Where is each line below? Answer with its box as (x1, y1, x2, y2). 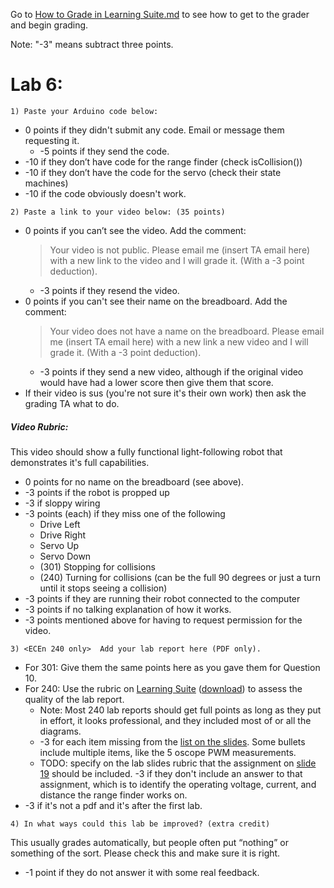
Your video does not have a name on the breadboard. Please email (49, 325, 325, 337)
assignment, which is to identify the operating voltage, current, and (39, 778, 317, 790)
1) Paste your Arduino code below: (10, 106, 159, 116)
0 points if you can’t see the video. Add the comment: (24, 224, 247, 236)
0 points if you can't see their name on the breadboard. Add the (24, 295, 288, 307)
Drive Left (39, 518, 81, 530)
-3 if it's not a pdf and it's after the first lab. (24, 799, 203, 811)
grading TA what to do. (24, 397, 120, 409)
